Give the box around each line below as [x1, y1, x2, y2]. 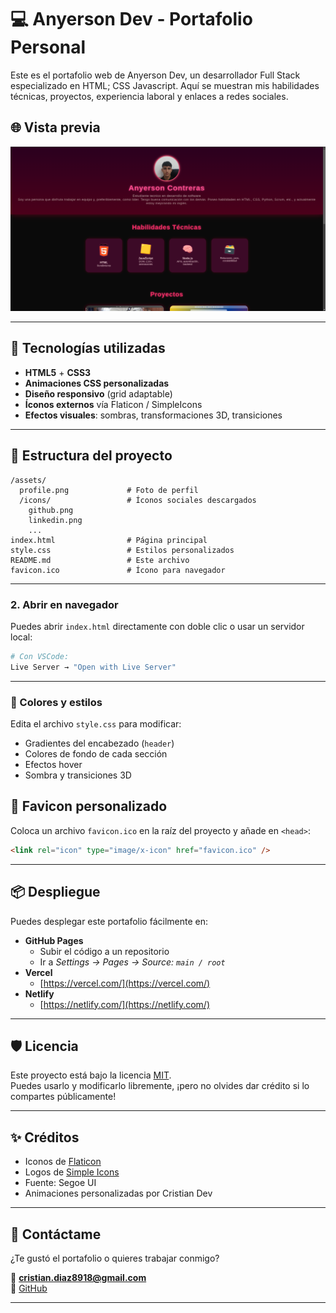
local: [10, 631, 33, 643]
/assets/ [10, 475, 47, 485]
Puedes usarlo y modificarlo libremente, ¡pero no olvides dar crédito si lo [10, 1080, 310, 1092]
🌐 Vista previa [10, 119, 101, 136]
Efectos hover [24, 759, 83, 771]
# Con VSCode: [10, 651, 70, 661]
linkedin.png [28, 515, 83, 525]
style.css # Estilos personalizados [10, 545, 235, 555]
